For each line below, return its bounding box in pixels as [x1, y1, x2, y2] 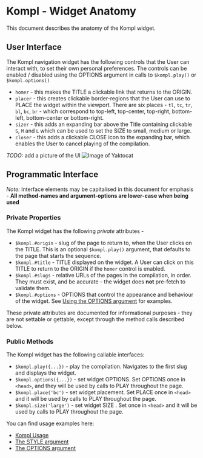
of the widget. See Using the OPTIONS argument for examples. [15, 297, 173, 305]
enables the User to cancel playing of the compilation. [15, 140, 150, 147]
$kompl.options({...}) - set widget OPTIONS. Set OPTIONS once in [15, 376, 186, 383]
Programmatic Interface [6, 169, 99, 180]
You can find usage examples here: [6, 420, 95, 427]
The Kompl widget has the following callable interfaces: [6, 351, 145, 358]
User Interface [6, 42, 62, 52]
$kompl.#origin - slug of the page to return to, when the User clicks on [15, 239, 192, 246]
